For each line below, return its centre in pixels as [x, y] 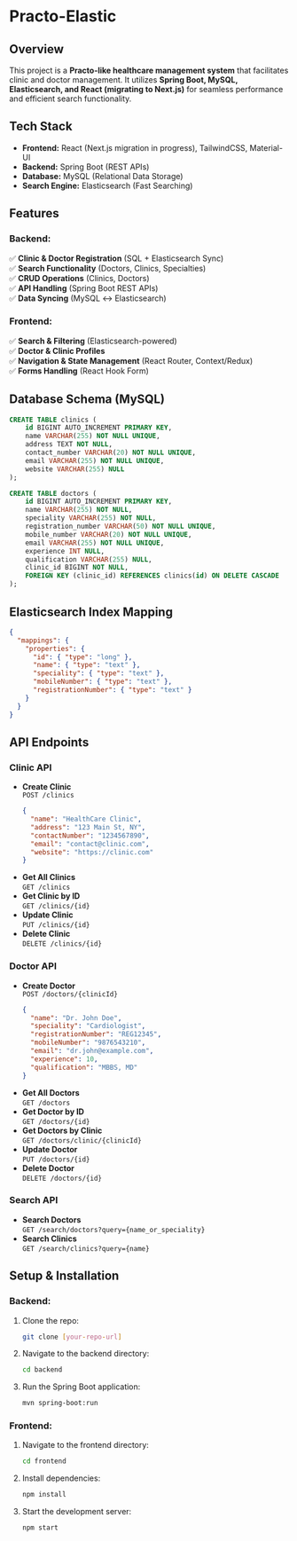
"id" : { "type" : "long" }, [82, 657]
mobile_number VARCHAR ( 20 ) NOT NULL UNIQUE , [109, 534]
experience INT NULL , [65, 551]
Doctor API [33, 966]
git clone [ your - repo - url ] [72, 1337]
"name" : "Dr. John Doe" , [76, 1018]
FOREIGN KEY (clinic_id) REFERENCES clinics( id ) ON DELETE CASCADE [152, 576]
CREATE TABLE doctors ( [53, 493]
